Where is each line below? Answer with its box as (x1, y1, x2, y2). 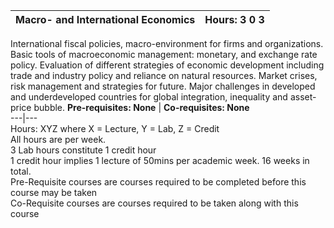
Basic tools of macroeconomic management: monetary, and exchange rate (10, 49, 318, 60)
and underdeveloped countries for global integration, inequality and (10, 91, 288, 103)
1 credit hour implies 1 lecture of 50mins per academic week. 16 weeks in (10, 155, 310, 166)
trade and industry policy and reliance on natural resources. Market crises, (10, 70, 318, 81)
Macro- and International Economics (15, 13, 196, 26)
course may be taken (10, 187, 98, 198)
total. (10, 165, 32, 177)
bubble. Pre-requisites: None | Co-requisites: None (33, 102, 250, 113)
